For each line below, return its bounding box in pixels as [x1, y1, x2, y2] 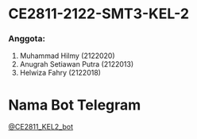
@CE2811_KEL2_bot [8, 122, 74, 132]
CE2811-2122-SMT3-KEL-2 [8, 5, 189, 23]
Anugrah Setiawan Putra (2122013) [19, 60, 134, 69]
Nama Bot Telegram [8, 96, 141, 114]
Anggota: [8, 33, 46, 44]
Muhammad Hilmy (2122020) [19, 51, 115, 60]
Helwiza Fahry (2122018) [19, 68, 102, 78]
